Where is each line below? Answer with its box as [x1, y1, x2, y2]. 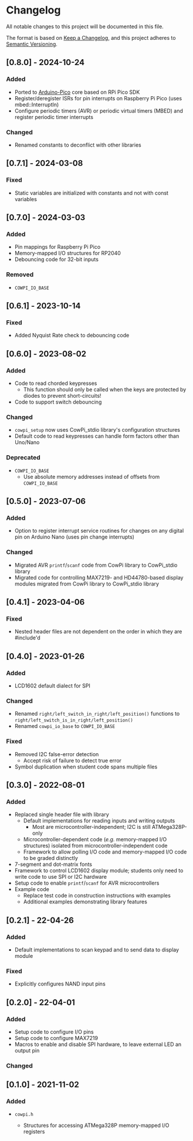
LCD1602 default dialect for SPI [14, 682, 91, 689]
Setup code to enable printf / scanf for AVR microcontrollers [14, 879, 160, 886]
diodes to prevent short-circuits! [23, 392, 101, 399]
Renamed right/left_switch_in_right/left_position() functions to [14, 710, 180, 717]
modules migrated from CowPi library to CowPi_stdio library [14, 580, 160, 587]
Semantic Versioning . [6, 40, 57, 48]
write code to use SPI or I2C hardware [14, 873, 107, 881]
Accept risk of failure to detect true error [23, 757, 122, 764]
